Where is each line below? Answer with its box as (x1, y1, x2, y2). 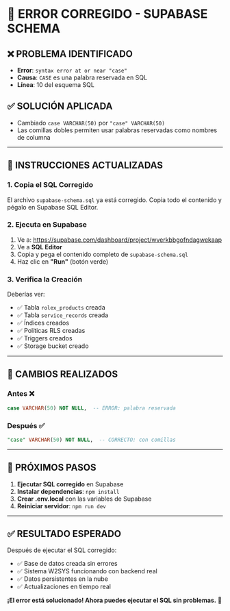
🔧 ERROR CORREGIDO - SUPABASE (7, 6, 208, 22)
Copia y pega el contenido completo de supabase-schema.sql (16, 250, 188, 258)
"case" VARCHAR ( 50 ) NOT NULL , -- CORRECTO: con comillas (7, 436, 176, 443)
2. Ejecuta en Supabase (7, 220, 88, 229)
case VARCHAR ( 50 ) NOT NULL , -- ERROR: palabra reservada (7, 404, 176, 412)
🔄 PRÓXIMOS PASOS (7, 462, 97, 473)
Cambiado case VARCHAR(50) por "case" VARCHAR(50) (16, 119, 166, 127)
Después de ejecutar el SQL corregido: (7, 546, 117, 554)
